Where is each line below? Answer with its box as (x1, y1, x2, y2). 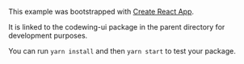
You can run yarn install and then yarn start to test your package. (8, 46, 236, 55)
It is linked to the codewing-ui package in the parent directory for (8, 22, 225, 31)
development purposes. (8, 31, 88, 40)
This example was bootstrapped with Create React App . (8, 7, 195, 16)
